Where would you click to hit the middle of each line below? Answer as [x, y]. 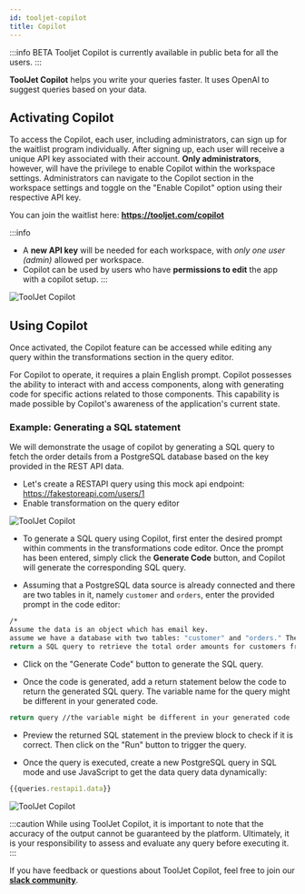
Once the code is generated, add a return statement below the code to [154, 681]
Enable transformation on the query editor [101, 503]
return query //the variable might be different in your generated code [150, 718]
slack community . [44, 879]
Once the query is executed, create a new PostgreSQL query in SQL [149, 762]
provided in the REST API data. [67, 467]
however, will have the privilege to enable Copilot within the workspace [142, 168]
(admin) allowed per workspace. [83, 260]
